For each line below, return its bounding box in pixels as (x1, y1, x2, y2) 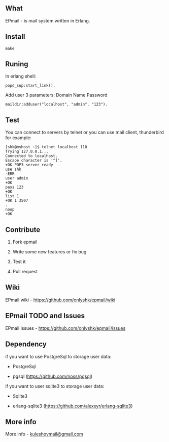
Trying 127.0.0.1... (5, 149, 49, 154)
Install (5, 33, 25, 41)
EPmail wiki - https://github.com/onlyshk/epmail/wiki (5, 297, 116, 303)
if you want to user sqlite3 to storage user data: (5, 383, 105, 389)
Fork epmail (12, 239, 38, 245)
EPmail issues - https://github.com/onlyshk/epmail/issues (5, 325, 126, 331)
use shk (5, 167, 22, 172)
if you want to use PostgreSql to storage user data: (5, 353, 112, 359)
